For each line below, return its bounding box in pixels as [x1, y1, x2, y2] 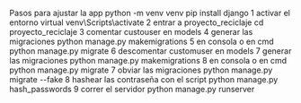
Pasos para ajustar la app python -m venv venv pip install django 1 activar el [9, 8, 290, 18]
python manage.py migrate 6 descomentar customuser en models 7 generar [9, 46, 292, 56]
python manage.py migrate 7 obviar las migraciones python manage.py [9, 64, 273, 75]
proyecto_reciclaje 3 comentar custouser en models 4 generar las [9, 27, 253, 37]
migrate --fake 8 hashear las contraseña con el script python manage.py [9, 74, 279, 84]
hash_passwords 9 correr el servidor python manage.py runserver [9, 84, 255, 94]
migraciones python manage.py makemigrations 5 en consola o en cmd [9, 36, 274, 47]
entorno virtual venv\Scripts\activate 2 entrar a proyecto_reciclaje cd [9, 17, 264, 28]
